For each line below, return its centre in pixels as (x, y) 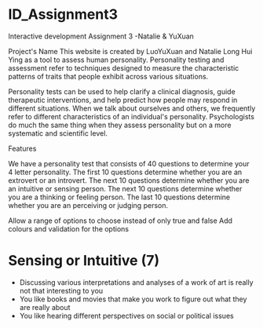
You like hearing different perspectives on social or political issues (126, 315)
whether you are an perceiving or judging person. (88, 205)
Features (22, 148)
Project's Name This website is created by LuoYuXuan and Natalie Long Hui (130, 51)
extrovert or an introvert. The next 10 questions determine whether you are (129, 180)
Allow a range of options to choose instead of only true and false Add (121, 220)
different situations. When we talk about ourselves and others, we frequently (132, 108)
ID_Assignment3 (63, 15)
